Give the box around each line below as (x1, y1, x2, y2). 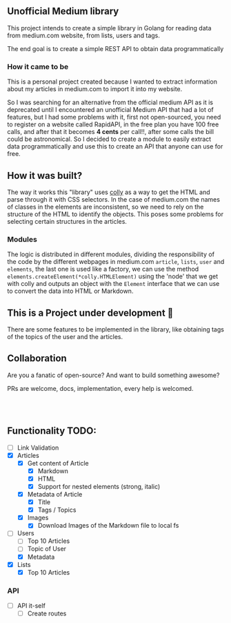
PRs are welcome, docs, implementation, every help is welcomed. (7, 384, 194, 392)
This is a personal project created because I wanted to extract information (7, 77, 217, 86)
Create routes (27, 609, 67, 617)
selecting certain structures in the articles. (7, 217, 128, 225)
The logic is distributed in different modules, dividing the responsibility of (7, 250, 215, 258)
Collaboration (7, 352, 67, 365)
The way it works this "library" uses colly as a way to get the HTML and (7, 188, 210, 196)
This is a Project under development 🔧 (7, 307, 174, 318)
